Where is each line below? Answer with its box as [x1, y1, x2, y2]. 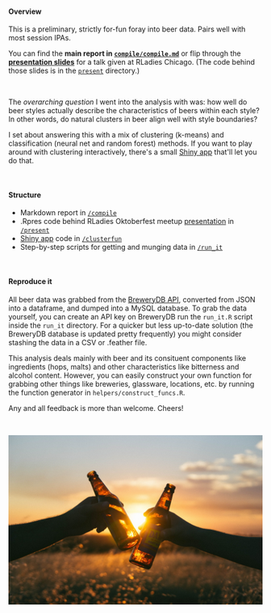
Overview [8, 6, 42, 16]
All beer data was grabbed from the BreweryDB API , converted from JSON [8, 294, 256, 304]
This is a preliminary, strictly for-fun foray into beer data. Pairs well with [8, 24, 246, 34]
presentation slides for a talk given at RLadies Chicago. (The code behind [8, 57, 256, 67]
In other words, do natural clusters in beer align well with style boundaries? [8, 114, 258, 125]
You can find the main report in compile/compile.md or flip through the [8, 49, 241, 58]
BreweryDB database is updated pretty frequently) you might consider [8, 328, 242, 339]
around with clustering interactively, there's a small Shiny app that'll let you [8, 147, 257, 157]
